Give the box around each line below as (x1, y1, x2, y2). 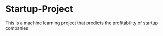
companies (5, 25, 29, 31)
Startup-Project (5, 3, 73, 15)
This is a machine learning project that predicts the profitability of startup (5, 20, 158, 26)
